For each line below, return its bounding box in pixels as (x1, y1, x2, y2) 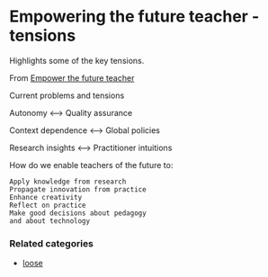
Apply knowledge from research (9, 177, 127, 186)
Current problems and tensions (9, 90, 125, 101)
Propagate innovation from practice (9, 184, 147, 194)
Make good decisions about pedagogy (9, 209, 147, 218)
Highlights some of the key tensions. (9, 55, 145, 66)
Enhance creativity (9, 192, 83, 201)
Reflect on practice (9, 201, 87, 210)
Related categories (9, 237, 94, 249)
